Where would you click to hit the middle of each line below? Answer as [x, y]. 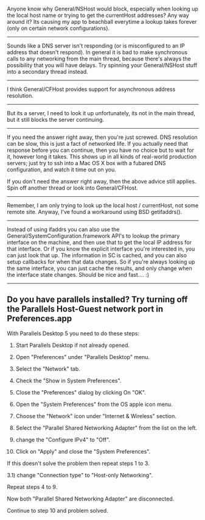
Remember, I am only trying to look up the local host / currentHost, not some [103, 205]
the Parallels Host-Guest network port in [85, 309]
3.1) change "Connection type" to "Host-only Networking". [80, 475]
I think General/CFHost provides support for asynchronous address [91, 89]
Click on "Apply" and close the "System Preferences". [83, 451]
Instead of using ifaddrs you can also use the [64, 229]
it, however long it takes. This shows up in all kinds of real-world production [102, 157]
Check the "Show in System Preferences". [68, 380]
